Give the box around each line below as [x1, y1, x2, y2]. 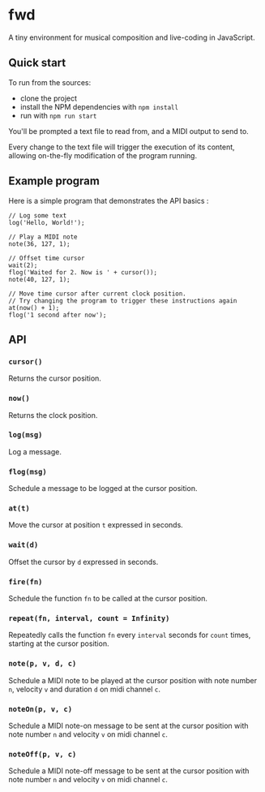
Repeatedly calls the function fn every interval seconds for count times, [8, 631, 251, 640]
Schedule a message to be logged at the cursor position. [8, 484, 198, 493]
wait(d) [8, 540, 39, 549]
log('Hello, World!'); [8, 218, 85, 226]
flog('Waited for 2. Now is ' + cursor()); [8, 268, 158, 277]
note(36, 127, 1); [8, 239, 71, 248]
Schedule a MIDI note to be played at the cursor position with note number [8, 675, 258, 685]
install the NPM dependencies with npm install [19, 101, 179, 111]
